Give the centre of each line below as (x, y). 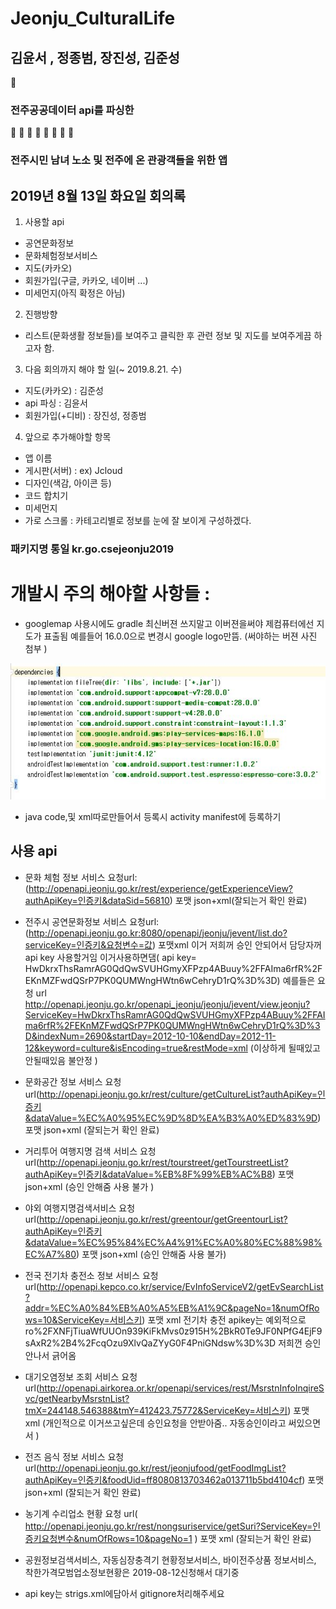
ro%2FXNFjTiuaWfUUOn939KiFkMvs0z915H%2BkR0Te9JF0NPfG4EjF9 (173, 1331)
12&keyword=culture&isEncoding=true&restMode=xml (136, 1048)
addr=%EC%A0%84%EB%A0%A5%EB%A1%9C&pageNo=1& (153, 1308)
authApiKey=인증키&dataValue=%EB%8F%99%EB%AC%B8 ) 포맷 (159, 1174)
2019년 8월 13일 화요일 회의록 (98, 195)
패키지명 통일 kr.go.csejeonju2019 (92, 549)
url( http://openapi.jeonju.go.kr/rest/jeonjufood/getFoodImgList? (155, 1468)
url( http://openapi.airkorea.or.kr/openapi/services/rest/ (138, 1388)
